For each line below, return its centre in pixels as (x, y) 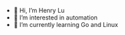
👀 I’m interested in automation (55, 17)
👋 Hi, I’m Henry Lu (39, 10)
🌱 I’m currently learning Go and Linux (66, 25)
